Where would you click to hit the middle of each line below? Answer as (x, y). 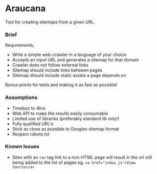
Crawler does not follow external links (50, 65)
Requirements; (20, 45)
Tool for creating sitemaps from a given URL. (50, 22)
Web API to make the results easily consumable (60, 113)
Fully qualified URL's (33, 124)
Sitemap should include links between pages (57, 70)
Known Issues (22, 147)
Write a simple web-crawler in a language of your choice (69, 55)
